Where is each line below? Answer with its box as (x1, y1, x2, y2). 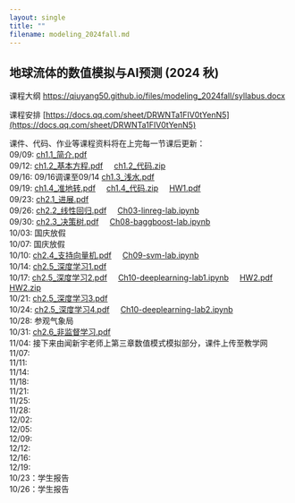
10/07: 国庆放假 (9, 239, 65, 250)
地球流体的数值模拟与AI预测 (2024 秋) (9, 64, 219, 81)
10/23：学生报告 (9, 473, 70, 483)
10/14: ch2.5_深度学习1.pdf (9, 261, 107, 272)
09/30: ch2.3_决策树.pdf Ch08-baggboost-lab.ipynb (9, 217, 211, 227)
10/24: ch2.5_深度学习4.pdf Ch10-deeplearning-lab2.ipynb (9, 304, 234, 315)
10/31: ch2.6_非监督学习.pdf (9, 327, 112, 337)
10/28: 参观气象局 (9, 315, 74, 327)
